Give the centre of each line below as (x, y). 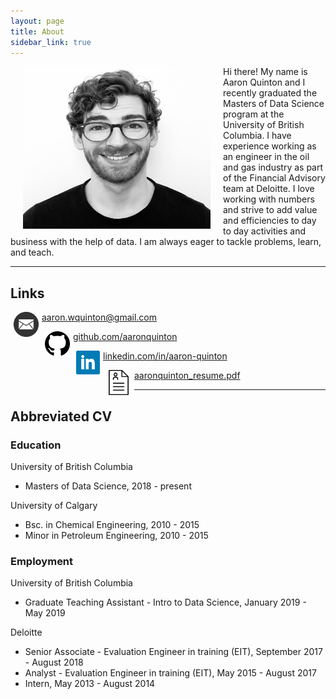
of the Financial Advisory (274, 178)
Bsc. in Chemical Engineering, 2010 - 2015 (112, 524)
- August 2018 (54, 662)
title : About (37, 31)
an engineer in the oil (266, 157)
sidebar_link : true (51, 42)
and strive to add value (270, 210)
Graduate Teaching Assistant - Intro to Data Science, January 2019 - (165, 602)
